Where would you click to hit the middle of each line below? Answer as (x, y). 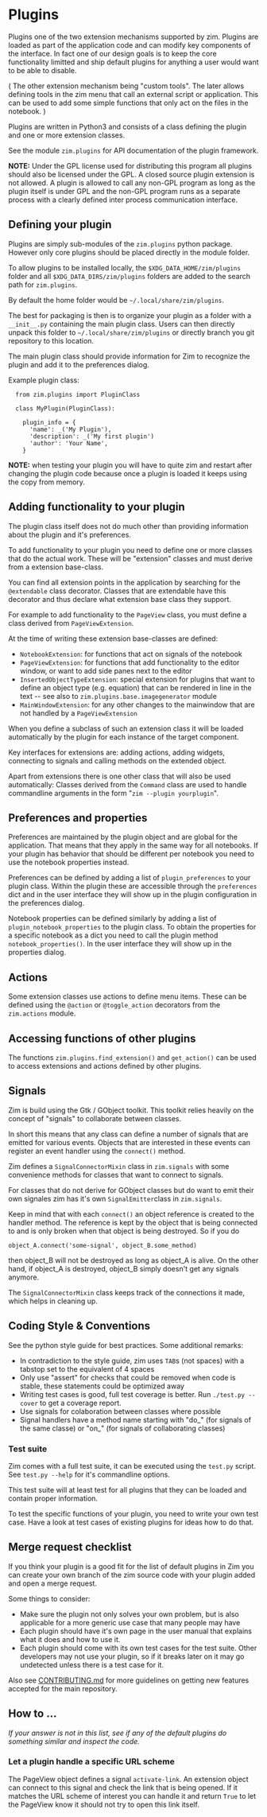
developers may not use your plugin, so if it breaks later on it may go (132, 1656)
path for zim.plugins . (43, 285)
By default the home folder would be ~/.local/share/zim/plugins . (116, 300)
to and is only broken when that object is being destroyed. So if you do (124, 1231)
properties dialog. (37, 953)
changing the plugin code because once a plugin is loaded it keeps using (128, 473)
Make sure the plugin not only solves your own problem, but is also (130, 1614)
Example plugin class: (44, 380)
